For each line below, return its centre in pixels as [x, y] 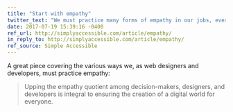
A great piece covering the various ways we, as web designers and [103, 66]
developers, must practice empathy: [59, 73]
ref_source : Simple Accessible [52, 46]
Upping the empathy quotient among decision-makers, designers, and [124, 87]
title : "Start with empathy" [49, 14]
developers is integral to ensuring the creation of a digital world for [119, 94]
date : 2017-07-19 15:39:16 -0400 [55, 26]
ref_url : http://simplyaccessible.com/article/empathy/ [89, 33]
